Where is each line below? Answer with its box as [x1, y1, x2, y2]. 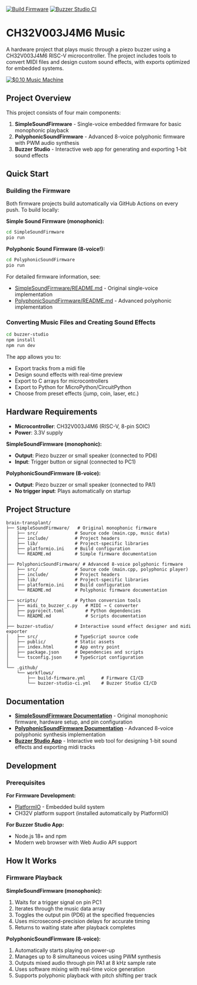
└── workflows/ [17, 670, 54, 676]
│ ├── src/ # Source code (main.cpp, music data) [6, 530, 170, 536]
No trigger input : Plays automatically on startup [14, 487, 131, 494]
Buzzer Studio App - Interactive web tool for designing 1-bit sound [14, 737, 178, 744]
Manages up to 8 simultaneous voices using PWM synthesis [14, 952, 161, 960]
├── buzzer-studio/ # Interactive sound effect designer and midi [6, 624, 192, 630]
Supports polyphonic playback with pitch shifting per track [14, 971, 157, 978]
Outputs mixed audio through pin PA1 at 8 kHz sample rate [14, 959, 156, 966]
